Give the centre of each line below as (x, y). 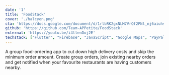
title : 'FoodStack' (26, 14)
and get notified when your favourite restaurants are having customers (78, 62)
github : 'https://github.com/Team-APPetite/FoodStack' (64, 28)
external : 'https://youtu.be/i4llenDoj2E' (50, 33)
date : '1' (16, 10)
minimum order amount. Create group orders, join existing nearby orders (80, 57)
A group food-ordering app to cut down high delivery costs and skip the (80, 51)
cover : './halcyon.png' (30, 19)
